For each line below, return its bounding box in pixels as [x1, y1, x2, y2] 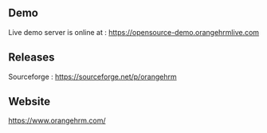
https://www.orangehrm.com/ [8, 115, 106, 126]
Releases [8, 51, 55, 65]
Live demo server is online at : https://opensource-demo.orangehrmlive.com [8, 27, 260, 37]
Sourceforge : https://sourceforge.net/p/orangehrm [8, 72, 177, 81]
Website [8, 95, 50, 108]
